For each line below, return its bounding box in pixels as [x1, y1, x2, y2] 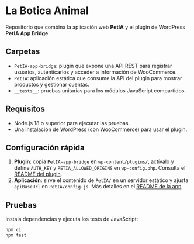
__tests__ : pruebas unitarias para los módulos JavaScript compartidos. [13, 87, 186, 94]
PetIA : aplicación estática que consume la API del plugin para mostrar [13, 74, 182, 81]
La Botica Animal [5, 4, 89, 18]
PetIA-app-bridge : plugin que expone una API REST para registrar [13, 62, 172, 69]
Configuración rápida [5, 142, 85, 153]
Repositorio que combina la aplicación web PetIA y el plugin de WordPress [5, 23, 185, 30]
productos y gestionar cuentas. [13, 81, 90, 88]
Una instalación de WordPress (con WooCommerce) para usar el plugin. [13, 126, 188, 133]
